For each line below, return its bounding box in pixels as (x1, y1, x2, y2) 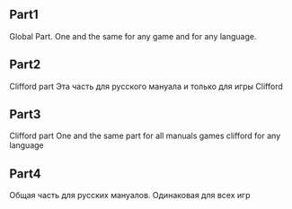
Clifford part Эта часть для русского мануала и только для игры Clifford (9, 81, 283, 91)
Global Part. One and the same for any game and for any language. (9, 30, 257, 41)
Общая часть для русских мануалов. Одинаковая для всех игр (9, 190, 251, 201)
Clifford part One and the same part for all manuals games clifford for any (9, 130, 281, 142)
